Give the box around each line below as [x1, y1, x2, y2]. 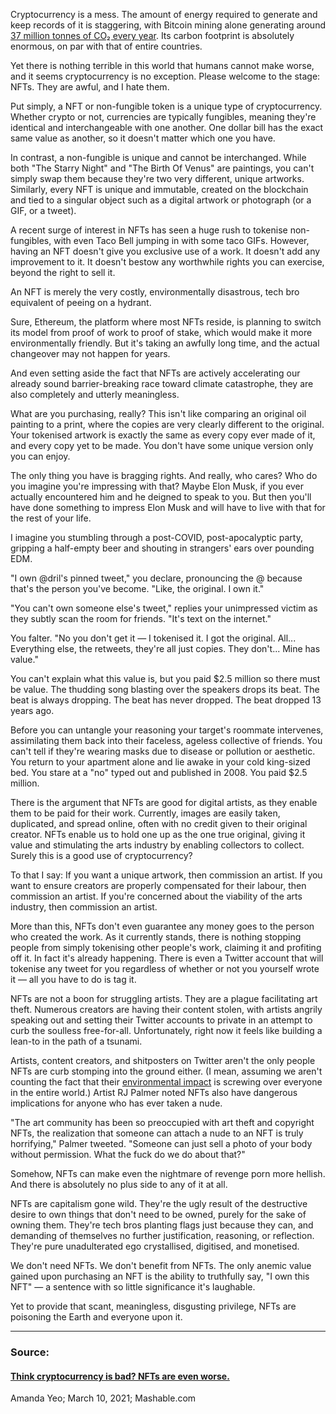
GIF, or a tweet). [10, 205, 77, 216]
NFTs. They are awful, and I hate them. [10, 81, 170, 93]
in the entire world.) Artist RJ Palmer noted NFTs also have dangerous [10, 1087, 298, 1098]
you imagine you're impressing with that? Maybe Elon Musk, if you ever [10, 480, 305, 492]
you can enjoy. [10, 450, 71, 462]
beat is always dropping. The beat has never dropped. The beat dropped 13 [10, 694, 322, 706]
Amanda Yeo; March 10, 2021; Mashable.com [10, 1392, 197, 1404]
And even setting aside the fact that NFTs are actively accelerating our [10, 367, 301, 379]
